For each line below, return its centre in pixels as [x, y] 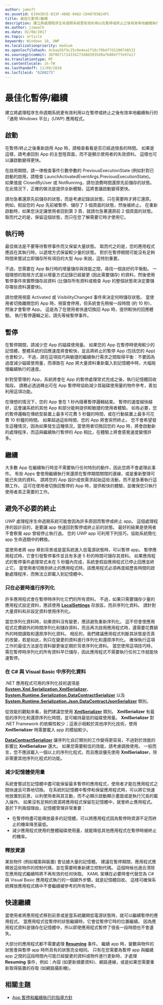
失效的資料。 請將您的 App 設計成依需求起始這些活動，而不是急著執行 [83, 480]
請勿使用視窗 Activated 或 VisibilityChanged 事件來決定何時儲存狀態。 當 [78, 297]
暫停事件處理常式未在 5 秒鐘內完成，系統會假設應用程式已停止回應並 [82, 562]
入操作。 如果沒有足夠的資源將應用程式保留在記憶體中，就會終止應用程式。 [80, 802]
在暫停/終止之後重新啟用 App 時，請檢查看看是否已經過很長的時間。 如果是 [80, 148]
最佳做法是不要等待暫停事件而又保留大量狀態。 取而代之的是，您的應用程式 [80, 246]
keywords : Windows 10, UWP [32, 41]
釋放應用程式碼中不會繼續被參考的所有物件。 [54, 886]
